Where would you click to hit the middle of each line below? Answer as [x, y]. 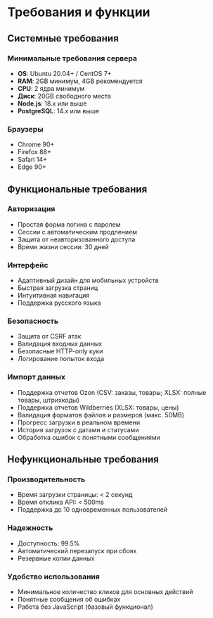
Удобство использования [53, 576]
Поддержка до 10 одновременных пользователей [92, 510]
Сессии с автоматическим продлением [77, 232]
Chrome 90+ [36, 144]
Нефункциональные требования [83, 459]
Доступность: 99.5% [49, 543]
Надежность [30, 528]
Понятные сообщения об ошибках [69, 600]
